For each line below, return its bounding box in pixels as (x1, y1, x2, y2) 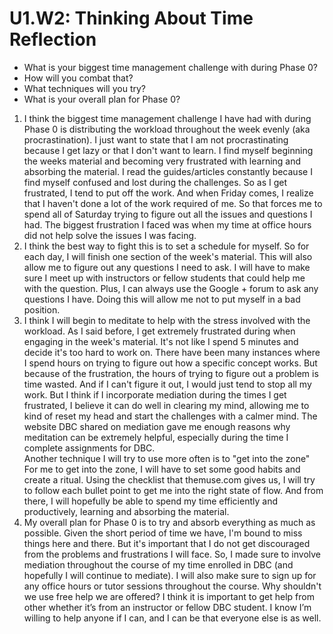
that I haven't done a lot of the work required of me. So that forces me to (23, 197, 323, 209)
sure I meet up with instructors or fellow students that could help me (23, 272, 306, 284)
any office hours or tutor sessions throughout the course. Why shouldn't (23, 580, 322, 592)
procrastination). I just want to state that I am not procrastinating (23, 133, 289, 146)
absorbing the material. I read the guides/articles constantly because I (23, 165, 313, 177)
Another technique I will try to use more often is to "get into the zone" (23, 452, 311, 464)
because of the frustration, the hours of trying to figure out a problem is (23, 367, 319, 379)
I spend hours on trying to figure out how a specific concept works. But (23, 357, 318, 369)
